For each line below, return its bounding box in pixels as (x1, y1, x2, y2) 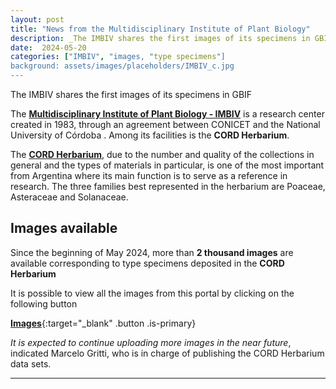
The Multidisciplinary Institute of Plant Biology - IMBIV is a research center (10, 108, 325, 120)
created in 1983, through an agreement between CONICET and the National (10, 119, 321, 130)
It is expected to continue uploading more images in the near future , (10, 336, 292, 348)
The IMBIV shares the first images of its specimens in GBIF (10, 89, 253, 100)
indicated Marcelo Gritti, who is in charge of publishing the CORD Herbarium (10, 347, 325, 359)
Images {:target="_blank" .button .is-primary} (10, 317, 197, 329)
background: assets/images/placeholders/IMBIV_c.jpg (10, 61, 235, 71)
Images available (10, 220, 118, 237)
